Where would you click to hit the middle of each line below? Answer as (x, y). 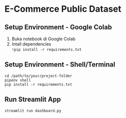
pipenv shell (18, 80)
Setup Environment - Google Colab (58, 27)
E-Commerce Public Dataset (63, 9)
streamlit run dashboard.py (33, 111)
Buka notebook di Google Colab (44, 39)
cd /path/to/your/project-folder (38, 76)
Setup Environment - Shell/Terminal (60, 65)
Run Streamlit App (33, 100)
